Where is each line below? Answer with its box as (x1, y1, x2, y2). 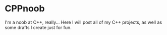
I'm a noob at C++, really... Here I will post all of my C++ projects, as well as (5, 19, 162, 25)
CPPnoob (5, 3, 45, 14)
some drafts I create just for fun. (5, 24, 72, 30)
